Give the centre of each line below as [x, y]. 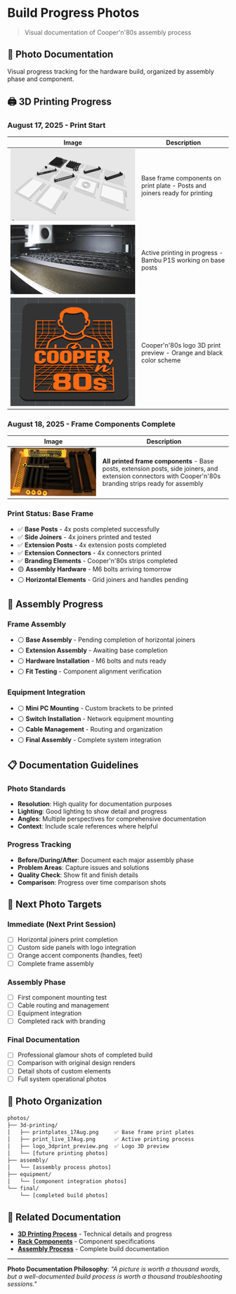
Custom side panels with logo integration [77, 948]
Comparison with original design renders [76, 1063]
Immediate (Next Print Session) [61, 924]
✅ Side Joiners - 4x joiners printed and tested [84, 537]
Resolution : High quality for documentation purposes [94, 804]
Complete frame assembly [55, 963]
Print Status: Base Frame [50, 514]
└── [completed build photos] [64, 1196]
